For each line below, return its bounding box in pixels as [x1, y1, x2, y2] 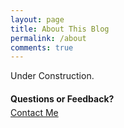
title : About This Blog [10, 24, 110, 34]
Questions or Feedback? [10, 92, 115, 105]
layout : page [10, 14, 65, 25]
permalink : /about [10, 33, 87, 43]
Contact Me [10, 106, 59, 118]
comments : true [10, 42, 74, 53]
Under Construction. [10, 70, 95, 82]
